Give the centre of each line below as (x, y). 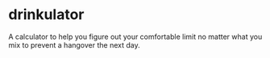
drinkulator (46, 15)
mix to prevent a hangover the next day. (74, 44)
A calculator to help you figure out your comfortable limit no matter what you (135, 37)
